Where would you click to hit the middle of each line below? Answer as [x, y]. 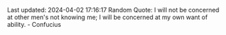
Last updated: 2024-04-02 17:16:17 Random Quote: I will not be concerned [113, 10]
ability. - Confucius [34, 24]
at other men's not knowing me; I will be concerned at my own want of [107, 17]
